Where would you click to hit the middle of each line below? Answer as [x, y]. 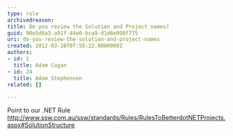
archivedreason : [31, 20]
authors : [20, 53]
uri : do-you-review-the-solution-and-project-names [83, 40]
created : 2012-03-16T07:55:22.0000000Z [65, 46]
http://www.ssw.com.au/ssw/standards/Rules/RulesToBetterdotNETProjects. [116, 118]
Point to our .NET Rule [39, 110]
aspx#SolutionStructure [41, 125]
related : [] [24, 85]
